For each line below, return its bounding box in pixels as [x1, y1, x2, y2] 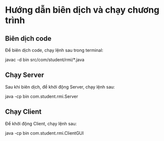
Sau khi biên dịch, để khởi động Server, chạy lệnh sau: [5, 84, 115, 90]
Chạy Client [5, 108, 42, 116]
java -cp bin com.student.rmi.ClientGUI [5, 130, 84, 136]
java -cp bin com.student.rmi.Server [5, 93, 79, 99]
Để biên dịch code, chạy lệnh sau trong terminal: [5, 47, 104, 53]
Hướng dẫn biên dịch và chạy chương [5, 4, 160, 16]
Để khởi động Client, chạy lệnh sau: [5, 120, 77, 126]
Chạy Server [5, 71, 44, 79]
